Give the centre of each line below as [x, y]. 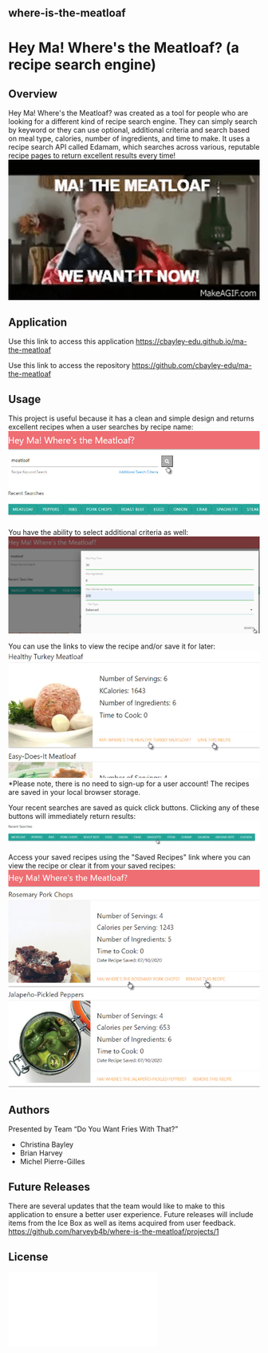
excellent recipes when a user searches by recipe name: [101, 427]
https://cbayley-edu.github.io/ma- [191, 341]
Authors [29, 1110]
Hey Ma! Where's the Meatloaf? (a [124, 48]
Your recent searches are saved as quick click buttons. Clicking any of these [134, 808]
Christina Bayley [47, 1145]
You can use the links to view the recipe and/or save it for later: [112, 646]
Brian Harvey [41, 1153]
